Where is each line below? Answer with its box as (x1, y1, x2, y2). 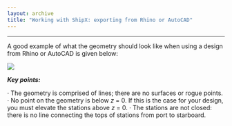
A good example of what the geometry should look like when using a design (7, 42, 223, 50)
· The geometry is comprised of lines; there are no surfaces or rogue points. (7, 89, 223, 97)
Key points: (7, 75, 41, 83)
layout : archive (7, 10, 54, 17)
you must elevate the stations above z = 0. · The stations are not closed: (7, 103, 213, 112)
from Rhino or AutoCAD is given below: (7, 49, 119, 57)
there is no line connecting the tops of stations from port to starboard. (7, 111, 206, 119)
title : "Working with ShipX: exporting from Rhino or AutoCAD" (7, 17, 193, 23)
